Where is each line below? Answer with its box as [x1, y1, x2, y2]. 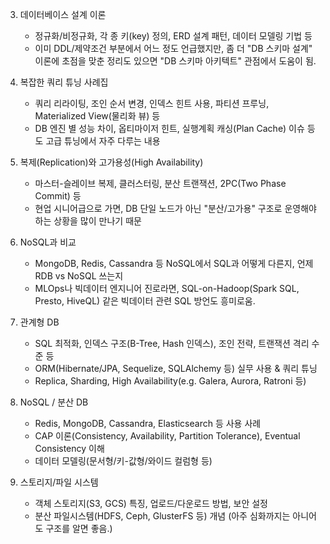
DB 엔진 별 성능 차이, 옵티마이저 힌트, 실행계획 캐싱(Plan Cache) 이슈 [34, 123, 305, 134]
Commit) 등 [34, 190, 82, 202]
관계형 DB [19, 316, 60, 328]
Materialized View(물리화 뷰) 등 [34, 110, 161, 122]
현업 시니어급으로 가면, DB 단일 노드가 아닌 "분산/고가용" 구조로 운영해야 [34, 203, 317, 214]
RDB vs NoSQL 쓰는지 [34, 270, 124, 282]
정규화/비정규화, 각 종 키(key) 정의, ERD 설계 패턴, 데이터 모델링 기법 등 [34, 30, 313, 42]
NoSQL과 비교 [19, 236, 77, 248]
